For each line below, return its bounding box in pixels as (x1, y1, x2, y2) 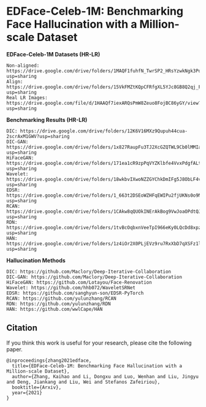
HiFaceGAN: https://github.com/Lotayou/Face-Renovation (6, 279, 152, 286)
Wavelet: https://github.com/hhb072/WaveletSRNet (6, 284, 136, 291)
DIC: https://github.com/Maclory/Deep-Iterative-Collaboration (6, 268, 172, 275)
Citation (6, 323, 38, 333)
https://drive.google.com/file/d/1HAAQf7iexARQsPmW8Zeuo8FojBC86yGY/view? (6, 100, 202, 106)
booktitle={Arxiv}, (12, 384, 62, 390)
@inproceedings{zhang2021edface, (6, 357, 92, 363)
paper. (6, 345, 23, 353)
